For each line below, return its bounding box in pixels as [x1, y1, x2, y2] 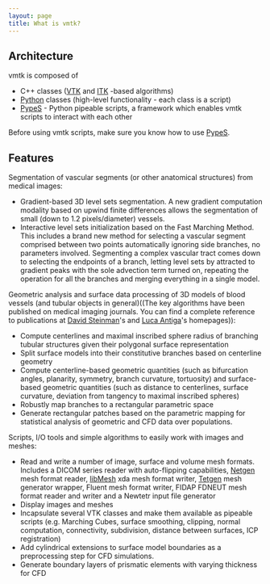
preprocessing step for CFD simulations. [19, 551, 155, 561]
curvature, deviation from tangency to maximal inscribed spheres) [19, 391, 240, 401]
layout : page [8, 11, 52, 20]
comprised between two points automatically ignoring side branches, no [19, 240, 260, 250]
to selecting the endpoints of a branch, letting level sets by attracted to [19, 257, 255, 267]
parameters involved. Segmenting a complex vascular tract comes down [19, 248, 260, 258]
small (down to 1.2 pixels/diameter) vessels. [19, 214, 165, 224]
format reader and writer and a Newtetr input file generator [19, 491, 216, 501]
